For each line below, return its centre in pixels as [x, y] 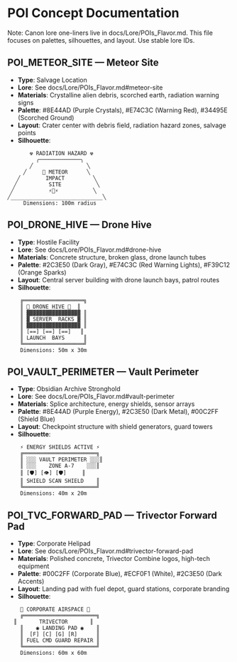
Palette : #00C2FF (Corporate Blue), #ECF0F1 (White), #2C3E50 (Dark [120, 574]
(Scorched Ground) [46, 117]
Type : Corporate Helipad [54, 544]
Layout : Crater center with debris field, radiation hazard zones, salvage [122, 125]
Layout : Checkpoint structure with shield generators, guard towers [115, 427]
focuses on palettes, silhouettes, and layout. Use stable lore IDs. [101, 40]
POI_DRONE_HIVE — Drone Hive [80, 225]
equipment [33, 566]
